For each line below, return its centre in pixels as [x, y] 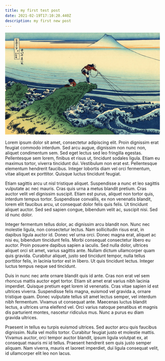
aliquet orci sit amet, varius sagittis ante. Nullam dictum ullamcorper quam [80, 251]
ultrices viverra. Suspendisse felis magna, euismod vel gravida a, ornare [78, 292]
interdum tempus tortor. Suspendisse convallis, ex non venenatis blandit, [79, 199]
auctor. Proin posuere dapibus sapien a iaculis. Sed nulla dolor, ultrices [77, 245]
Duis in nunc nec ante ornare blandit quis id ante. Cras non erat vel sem [77, 276]
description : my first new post [38, 21]
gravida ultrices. [21, 318]
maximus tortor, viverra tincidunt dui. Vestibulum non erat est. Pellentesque [81, 164]
